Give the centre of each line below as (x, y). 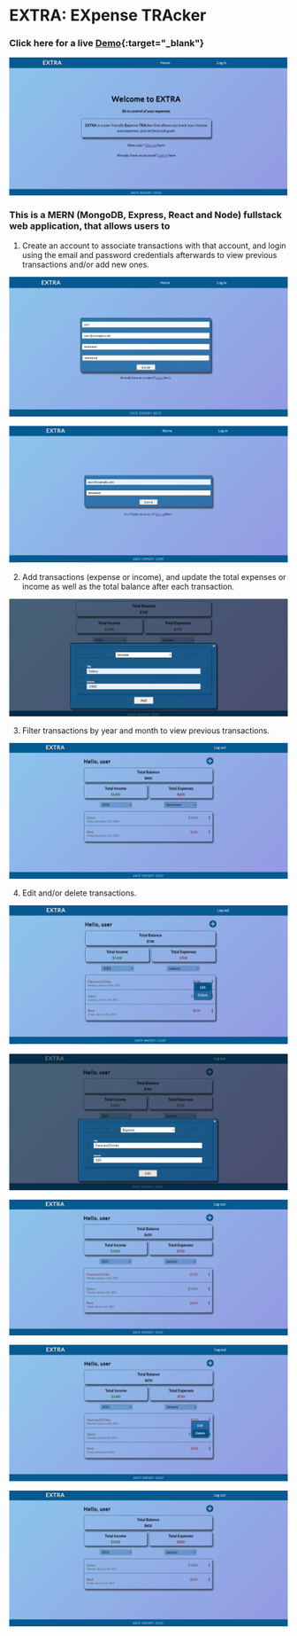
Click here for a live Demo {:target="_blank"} (107, 43)
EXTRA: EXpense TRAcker (108, 16)
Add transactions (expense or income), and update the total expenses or (154, 576)
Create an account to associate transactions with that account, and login (154, 246)
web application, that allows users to (90, 226)
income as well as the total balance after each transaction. (128, 586)
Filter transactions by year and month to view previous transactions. (145, 731)
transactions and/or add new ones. (86, 264)
